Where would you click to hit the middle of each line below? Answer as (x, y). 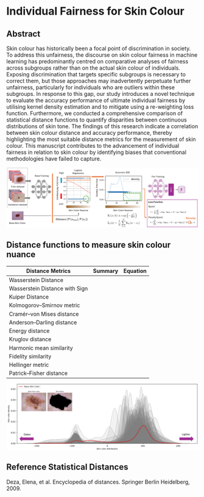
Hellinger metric (29, 365)
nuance (21, 255)
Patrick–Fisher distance (38, 373)
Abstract (23, 34)
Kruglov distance (30, 339)
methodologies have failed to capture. (54, 159)
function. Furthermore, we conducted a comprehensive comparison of (95, 113)
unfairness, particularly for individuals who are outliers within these (91, 87)
